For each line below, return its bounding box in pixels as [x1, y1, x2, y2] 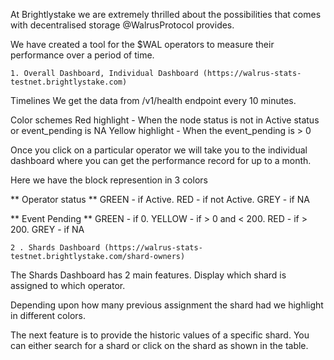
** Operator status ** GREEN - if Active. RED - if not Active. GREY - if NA [10, 194, 310, 205]
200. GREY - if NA [10, 224, 85, 235]
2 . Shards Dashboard [10, 243, 101, 253]
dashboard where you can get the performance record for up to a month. [10, 155, 312, 166]
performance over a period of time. [10, 49, 155, 61]
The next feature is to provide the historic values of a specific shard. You [10, 329, 310, 341]
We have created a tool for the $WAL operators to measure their [10, 39, 275, 50]
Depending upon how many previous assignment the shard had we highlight [10, 299, 324, 311]
